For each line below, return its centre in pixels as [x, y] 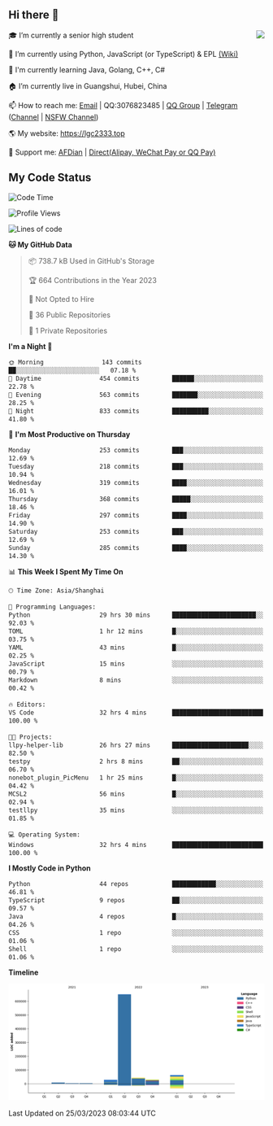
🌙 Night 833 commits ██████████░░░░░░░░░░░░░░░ [136, 411]
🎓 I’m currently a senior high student [71, 35]
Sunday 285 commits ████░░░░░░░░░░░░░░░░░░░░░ [136, 548]
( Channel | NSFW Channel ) [54, 117]
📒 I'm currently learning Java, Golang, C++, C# [87, 69]
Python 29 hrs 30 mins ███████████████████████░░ [136, 615]
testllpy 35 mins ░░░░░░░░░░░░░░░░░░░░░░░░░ [136, 810]
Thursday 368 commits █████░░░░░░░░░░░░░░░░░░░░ [136, 499]
